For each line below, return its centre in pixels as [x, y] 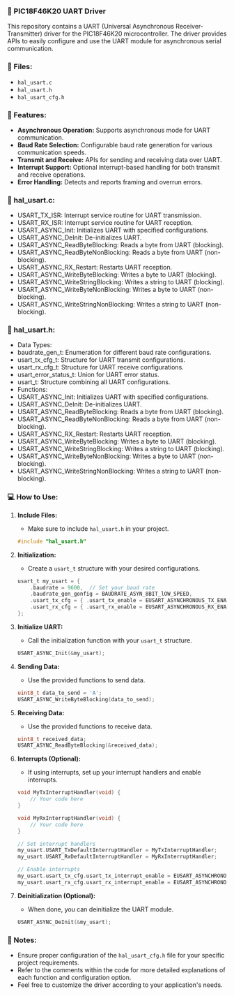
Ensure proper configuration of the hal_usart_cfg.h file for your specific [121, 955]
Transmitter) [25, 34]
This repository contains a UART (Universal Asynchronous [91, 27]
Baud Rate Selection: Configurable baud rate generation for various [115, 145]
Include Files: [37, 515]
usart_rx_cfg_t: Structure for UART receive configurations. [101, 367]
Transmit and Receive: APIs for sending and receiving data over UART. [119, 159]
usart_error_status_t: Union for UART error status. [88, 375]
